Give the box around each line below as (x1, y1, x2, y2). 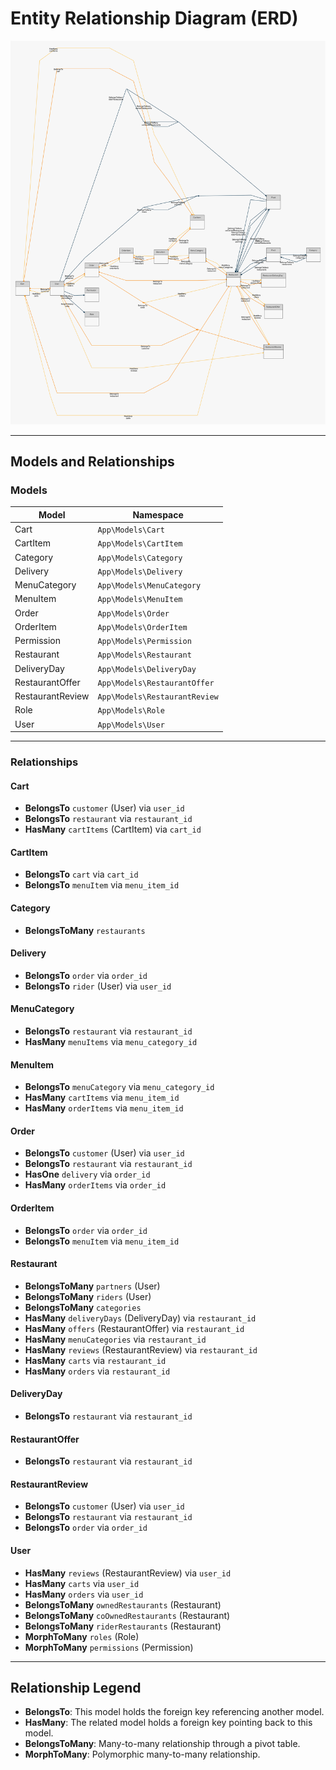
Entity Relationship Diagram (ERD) (10, 7, 299, 30)
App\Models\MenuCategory (97, 581, 202, 591)
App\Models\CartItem (97, 539, 183, 549)
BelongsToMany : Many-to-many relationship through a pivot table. (24, 1738, 301, 1750)
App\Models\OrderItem (97, 622, 188, 632)
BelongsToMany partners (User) (24, 1280, 161, 1292)
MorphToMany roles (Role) (24, 1630, 140, 1642)
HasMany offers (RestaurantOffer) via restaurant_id (24, 1322, 245, 1334)
